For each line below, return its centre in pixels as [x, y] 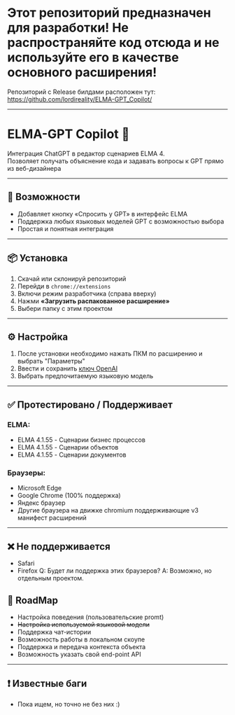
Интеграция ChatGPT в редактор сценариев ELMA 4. [86, 153]
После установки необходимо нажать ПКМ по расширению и [110, 354]
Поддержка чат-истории [54, 632]
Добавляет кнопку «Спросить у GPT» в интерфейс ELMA [102, 214]
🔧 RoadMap [33, 600]
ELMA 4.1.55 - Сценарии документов [72, 454]
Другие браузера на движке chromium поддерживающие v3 [108, 511]
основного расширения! [82, 72]
